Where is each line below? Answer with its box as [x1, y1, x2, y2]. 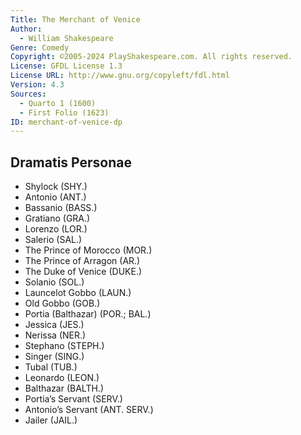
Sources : [10, 89, 47, 99]
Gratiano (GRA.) [24, 212, 91, 225]
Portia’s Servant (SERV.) [24, 393, 123, 405]
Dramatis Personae [10, 154, 133, 171]
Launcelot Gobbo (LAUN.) [24, 287, 132, 299]
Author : [10, 24, 43, 34]
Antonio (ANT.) [24, 191, 87, 203]
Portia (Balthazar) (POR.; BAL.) [24, 308, 152, 320]
